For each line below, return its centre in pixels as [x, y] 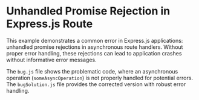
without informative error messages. [51, 60]
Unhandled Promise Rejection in [88, 11]
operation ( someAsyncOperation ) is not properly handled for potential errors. [100, 78]
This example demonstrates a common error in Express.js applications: [95, 40]
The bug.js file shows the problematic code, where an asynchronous [92, 71]
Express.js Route [50, 24]
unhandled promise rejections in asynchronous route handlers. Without [95, 47]
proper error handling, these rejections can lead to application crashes [94, 53]
